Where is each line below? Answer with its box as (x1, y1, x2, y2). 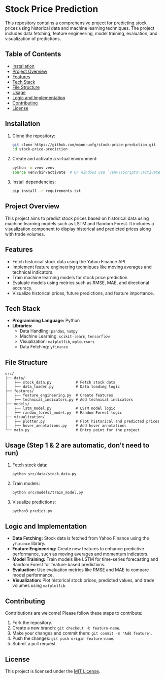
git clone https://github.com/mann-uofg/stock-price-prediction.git (12, 142, 156, 147)
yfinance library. (12, 540, 46, 546)
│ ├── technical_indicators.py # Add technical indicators (5, 397, 133, 402)
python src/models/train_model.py (12, 490, 83, 495)
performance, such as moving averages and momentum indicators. (12, 551, 149, 557)
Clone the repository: (12, 133, 56, 139)
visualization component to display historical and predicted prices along (5, 226, 151, 232)
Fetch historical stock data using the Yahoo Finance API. (12, 258, 127, 264)
